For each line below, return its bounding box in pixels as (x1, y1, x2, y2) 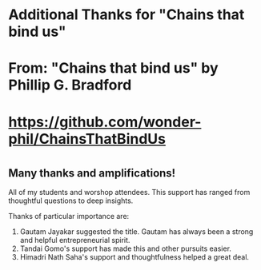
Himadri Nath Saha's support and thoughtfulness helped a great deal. (19, 252, 250, 262)
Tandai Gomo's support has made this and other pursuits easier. (19, 244, 232, 253)
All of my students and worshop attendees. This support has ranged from (8, 188, 251, 197)
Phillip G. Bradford (8, 76, 132, 94)
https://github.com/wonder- (8, 113, 202, 131)
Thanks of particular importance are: (8, 212, 130, 221)
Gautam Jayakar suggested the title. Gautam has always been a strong (19, 227, 254, 236)
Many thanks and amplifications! (8, 166, 176, 180)
